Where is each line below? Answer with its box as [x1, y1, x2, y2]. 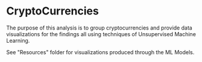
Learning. [6, 37, 30, 44]
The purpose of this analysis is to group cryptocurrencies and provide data [6, 24, 193, 31]
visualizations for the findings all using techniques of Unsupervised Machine [6, 30, 196, 37]
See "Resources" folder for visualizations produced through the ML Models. [6, 48, 195, 55]
